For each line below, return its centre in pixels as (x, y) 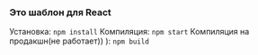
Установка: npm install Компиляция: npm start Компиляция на (129, 32)
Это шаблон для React (61, 12)
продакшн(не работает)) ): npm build (80, 41)
